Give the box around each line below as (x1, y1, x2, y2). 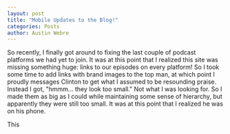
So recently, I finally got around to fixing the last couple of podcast (7, 48, 196, 57)
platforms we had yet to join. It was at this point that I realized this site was (7, 56, 218, 64)
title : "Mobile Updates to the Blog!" (7, 17, 118, 23)
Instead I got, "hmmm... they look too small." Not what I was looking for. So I (7, 85, 222, 93)
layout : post (7, 10, 45, 17)
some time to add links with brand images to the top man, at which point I (7, 70, 216, 79)
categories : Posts (7, 23, 60, 30)
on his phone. (7, 107, 46, 115)
